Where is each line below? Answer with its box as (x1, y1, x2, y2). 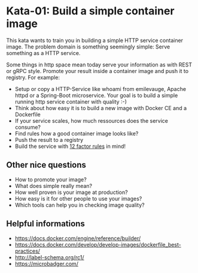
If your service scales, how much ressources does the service (14, 117, 169, 124)
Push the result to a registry (14, 136, 84, 143)
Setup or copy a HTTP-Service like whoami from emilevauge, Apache (14, 85, 187, 92)
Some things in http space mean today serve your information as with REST (6, 61, 193, 68)
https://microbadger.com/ (14, 260, 79, 267)
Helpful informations (6, 219, 85, 229)
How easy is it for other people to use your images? (14, 195, 142, 202)
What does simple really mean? (14, 182, 93, 189)
